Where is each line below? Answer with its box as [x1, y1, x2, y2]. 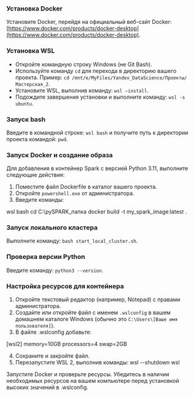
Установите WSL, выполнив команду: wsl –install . [15, 87, 149, 94]
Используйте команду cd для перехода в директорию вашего [15, 67, 177, 74]
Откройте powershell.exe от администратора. [15, 190, 135, 197]
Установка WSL [6, 47, 55, 55]
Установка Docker [6, 4, 63, 13]
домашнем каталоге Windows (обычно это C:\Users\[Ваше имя [15, 315, 178, 323]
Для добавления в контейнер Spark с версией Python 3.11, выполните [6, 164, 188, 172]
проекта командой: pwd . [6, 135, 69, 142]
